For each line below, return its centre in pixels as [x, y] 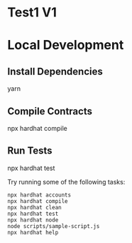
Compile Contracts [50, 111]
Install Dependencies [55, 71]
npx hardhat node [33, 220]
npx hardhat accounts [39, 195]
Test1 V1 [32, 13]
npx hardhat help [33, 232]
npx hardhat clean [34, 207]
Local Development [66, 45]
